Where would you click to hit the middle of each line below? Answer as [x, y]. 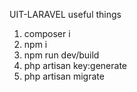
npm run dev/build [61, 55]
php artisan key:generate [75, 65]
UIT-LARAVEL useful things [65, 14]
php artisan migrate [64, 76]
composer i [47, 33]
